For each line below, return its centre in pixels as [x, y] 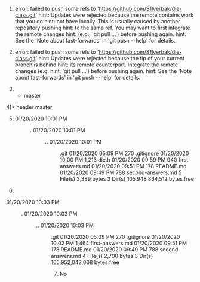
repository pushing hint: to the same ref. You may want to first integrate [102, 28]
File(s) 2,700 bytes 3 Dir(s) [120, 256]
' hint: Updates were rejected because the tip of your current [110, 58]
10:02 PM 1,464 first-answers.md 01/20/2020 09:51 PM [119, 243]
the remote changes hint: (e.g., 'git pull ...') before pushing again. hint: [101, 34]
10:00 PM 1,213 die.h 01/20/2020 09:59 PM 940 [118, 160]
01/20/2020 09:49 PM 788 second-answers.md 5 [121, 172]
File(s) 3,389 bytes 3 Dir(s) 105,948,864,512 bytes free [127, 179]
